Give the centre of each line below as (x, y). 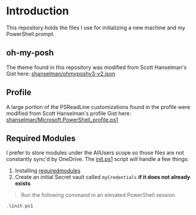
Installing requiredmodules (48, 171)
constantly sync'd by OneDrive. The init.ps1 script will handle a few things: (98, 159)
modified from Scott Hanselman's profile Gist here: (69, 113)
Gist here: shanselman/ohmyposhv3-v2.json (61, 74)
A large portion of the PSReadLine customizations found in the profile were (98, 107)
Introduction (38, 11)
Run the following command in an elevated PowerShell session (98, 195)
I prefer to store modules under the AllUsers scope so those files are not (95, 153)
